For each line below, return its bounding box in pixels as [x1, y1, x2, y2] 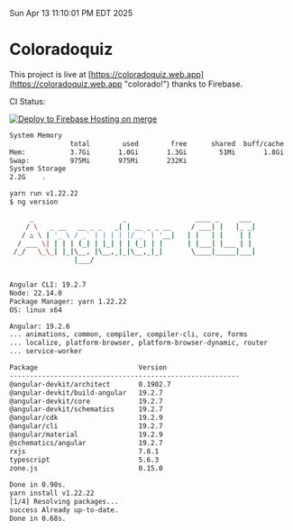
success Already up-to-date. [9, 505, 119, 515]
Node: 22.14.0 [9, 288, 63, 297]
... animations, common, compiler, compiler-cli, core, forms [9, 330, 248, 339]
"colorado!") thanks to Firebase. [124, 78, 243, 89]
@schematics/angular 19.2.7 [9, 438, 164, 447]
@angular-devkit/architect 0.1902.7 [9, 379, 171, 388]
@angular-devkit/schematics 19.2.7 [9, 405, 164, 414]
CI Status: [9, 96, 46, 106]
